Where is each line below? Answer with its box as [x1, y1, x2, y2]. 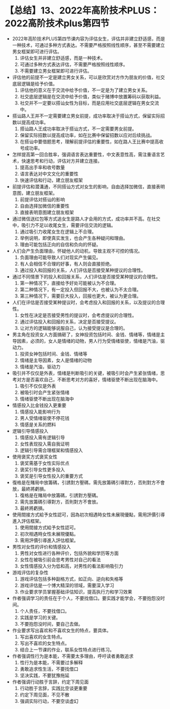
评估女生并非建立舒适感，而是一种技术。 [19, 55, 105, 61]
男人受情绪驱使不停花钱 [19, 415, 70, 421]
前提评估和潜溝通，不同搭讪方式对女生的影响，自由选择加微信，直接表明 [12, 183, 165, 189]
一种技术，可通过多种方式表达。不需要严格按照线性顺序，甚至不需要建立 [12, 42, 165, 48]
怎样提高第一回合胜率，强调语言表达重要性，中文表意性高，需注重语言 [12, 151, 161, 157]
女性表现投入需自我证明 [19, 440, 70, 447]
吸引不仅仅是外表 [19, 383, 56, 389]
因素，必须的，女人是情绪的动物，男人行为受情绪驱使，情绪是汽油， [16, 338, 161, 344]
